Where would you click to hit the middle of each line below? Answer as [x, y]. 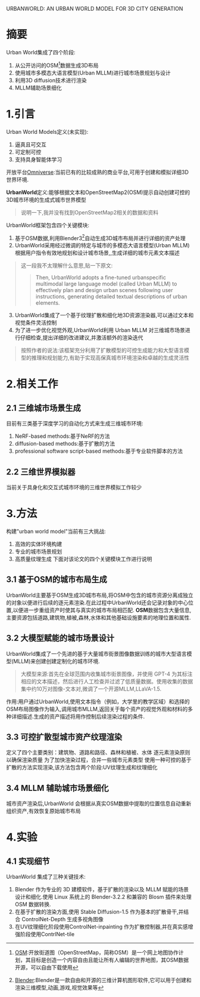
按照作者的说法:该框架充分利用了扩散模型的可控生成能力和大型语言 [102, 350]
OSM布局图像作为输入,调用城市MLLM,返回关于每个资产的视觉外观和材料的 [97, 709]
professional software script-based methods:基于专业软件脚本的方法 [99, 451]
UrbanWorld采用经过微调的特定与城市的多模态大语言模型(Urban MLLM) [102, 246]
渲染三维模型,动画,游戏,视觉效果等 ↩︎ [59, 987]
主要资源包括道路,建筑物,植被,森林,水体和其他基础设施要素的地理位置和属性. [99, 617]
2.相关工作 [32, 384]
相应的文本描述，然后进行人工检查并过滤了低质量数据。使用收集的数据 [107, 681]
